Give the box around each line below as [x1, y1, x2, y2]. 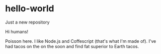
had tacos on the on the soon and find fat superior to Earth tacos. [5, 43, 139, 49]
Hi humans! [5, 28, 29, 34]
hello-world [5, 3, 55, 14]
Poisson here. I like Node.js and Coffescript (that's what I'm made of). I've [5, 38, 157, 44]
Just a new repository [5, 19, 50, 25]
